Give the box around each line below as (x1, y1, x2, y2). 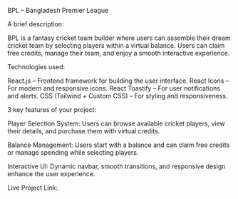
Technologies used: (7, 63, 66, 71)
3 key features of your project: (7, 106, 97, 113)
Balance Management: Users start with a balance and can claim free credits (7, 141, 230, 149)
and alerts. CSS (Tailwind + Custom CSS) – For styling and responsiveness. (7, 92, 228, 100)
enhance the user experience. (7, 170, 95, 178)
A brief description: (7, 20, 64, 28)
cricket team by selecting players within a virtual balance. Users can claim (7, 41, 225, 49)
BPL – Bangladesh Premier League (7, 6, 109, 14)
